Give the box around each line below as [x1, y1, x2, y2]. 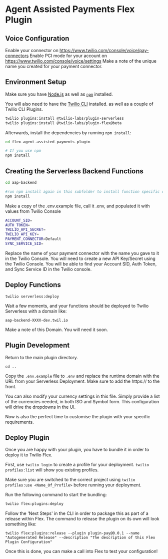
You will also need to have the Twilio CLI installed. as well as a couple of [5, 101, 153, 107]
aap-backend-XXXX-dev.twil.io [5, 318, 68, 323]
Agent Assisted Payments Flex [5, 4, 135, 15]
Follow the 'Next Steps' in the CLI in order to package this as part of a [5, 510, 148, 516]
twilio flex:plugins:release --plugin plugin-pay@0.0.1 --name [5, 531, 140, 536]
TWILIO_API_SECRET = [5, 227, 46, 232]
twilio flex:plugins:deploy [5, 501, 64, 506]
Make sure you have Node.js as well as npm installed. [5, 91, 113, 97]
